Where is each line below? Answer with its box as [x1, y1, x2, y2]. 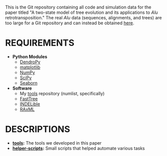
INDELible [19, 101, 40, 107]
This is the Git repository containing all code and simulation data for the [5, 4, 152, 10]
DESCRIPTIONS [5, 124, 71, 135]
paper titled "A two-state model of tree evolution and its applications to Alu [5, 9, 158, 15]
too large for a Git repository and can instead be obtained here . [5, 20, 134, 26]
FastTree [19, 96, 38, 102]
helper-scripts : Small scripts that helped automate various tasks [12, 145, 145, 151]
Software [12, 85, 32, 91]
